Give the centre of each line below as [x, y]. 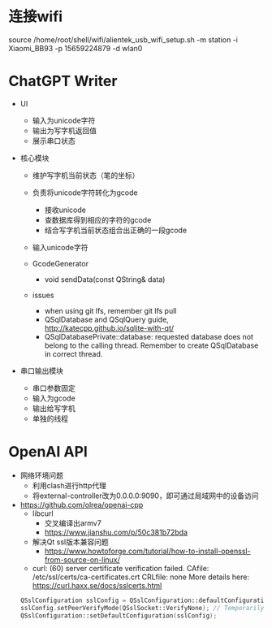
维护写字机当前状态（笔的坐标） [86, 175]
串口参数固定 [54, 388]
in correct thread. [73, 353]
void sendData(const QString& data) [105, 279]
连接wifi [36, 17]
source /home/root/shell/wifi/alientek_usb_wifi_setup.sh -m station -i [123, 39]
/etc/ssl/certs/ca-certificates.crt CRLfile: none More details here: [141, 577]
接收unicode [65, 210]
